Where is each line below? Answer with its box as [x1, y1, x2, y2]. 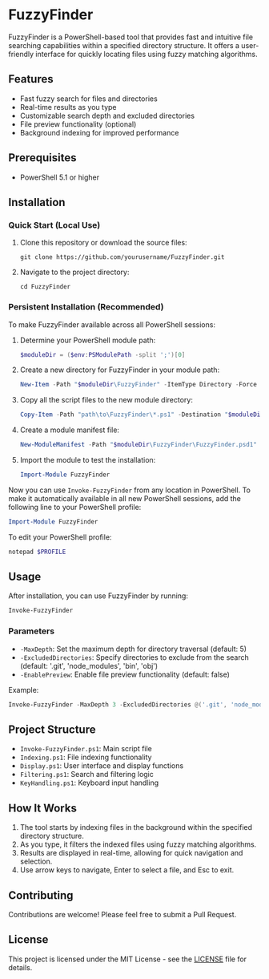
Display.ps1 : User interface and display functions [19, 761, 184, 771]
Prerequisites [8, 151, 77, 165]
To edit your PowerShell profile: [8, 532, 112, 542]
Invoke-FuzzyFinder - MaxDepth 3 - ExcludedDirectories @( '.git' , [8, 700, 227, 709]
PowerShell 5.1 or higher [19, 172, 100, 182]
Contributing [8, 888, 74, 902]
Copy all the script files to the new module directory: [19, 395, 194, 405]
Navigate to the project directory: [19, 267, 130, 277]
